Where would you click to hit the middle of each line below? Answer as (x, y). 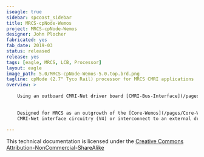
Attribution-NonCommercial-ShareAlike (55, 148)
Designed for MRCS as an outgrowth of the (72, 113)
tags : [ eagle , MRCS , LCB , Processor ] (54, 62)
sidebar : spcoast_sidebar (39, 18)
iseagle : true (24, 12)
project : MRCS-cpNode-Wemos (42, 29)
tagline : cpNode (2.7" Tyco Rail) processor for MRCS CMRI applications (100, 79)
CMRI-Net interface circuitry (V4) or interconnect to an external (104, 118)
